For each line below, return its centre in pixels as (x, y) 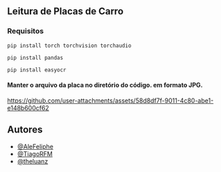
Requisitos (25, 31)
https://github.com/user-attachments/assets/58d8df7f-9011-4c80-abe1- (110, 101)
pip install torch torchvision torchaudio (69, 45)
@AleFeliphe (35, 146)
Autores (25, 130)
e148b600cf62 (28, 108)
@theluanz (33, 161)
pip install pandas (35, 58)
